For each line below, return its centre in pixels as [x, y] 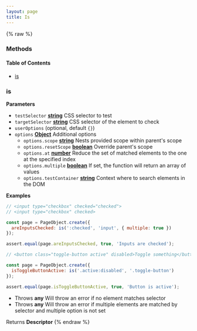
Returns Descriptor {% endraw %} [48, 322]
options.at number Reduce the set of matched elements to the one [105, 153]
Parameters [21, 104]
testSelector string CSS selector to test [63, 115]
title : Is [18, 17]
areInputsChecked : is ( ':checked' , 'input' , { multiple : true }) [91, 228]
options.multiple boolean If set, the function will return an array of [105, 165]
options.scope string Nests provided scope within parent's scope [103, 140]
